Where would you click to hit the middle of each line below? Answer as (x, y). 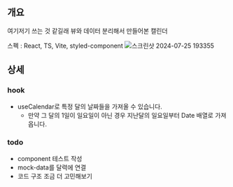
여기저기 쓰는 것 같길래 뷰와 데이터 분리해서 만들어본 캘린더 (87, 31)
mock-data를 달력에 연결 (52, 167)
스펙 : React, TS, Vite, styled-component (65, 46)
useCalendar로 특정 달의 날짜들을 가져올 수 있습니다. (90, 106)
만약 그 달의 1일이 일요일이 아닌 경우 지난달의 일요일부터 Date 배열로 (120, 115)
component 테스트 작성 (50, 158)
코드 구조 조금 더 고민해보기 (55, 176)
